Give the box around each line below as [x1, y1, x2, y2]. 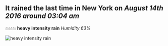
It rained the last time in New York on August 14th [5, 4, 163, 12]
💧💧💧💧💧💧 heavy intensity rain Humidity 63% [5, 25, 91, 31]
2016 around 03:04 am [5, 12, 80, 20]
